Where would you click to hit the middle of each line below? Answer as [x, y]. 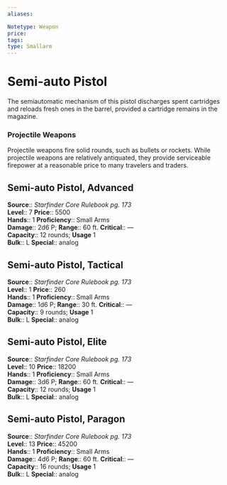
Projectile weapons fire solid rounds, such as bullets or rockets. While [109, 151]
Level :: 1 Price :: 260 [37, 289]
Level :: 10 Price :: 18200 [42, 366]
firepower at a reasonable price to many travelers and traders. [98, 165]
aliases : [20, 14]
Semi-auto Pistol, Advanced [71, 188]
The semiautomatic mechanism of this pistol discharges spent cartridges [114, 102]
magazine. [23, 116]
